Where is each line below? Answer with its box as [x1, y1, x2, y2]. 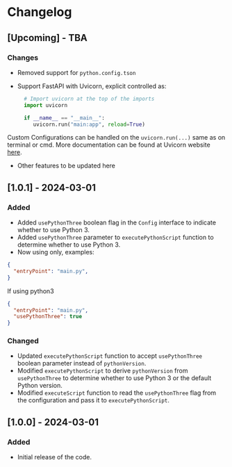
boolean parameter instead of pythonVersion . [17, 359, 147, 368]
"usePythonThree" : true [13, 313, 82, 320]
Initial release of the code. [17, 453, 92, 461]
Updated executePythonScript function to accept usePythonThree [17, 352, 203, 360]
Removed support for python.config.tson [17, 68, 136, 76]
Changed [7, 336, 40, 346]
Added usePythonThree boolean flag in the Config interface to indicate [17, 218, 217, 227]
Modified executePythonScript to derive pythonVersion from [17, 366, 188, 375]
